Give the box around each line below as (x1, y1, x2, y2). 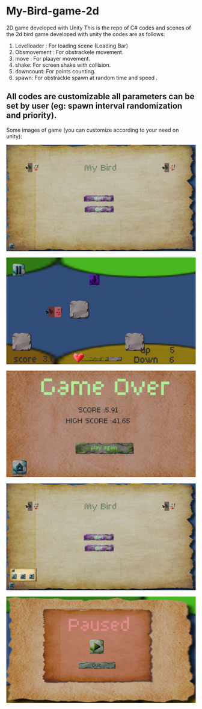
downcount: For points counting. (14, 67, 96, 75)
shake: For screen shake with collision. (14, 61, 111, 69)
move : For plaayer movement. (14, 55, 91, 62)
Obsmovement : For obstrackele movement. (14, 48, 124, 55)
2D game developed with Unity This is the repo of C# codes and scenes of (6, 24, 191, 31)
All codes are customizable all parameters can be (6, 91, 195, 102)
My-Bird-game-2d (6, 4, 99, 18)
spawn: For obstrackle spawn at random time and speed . (14, 74, 158, 81)
